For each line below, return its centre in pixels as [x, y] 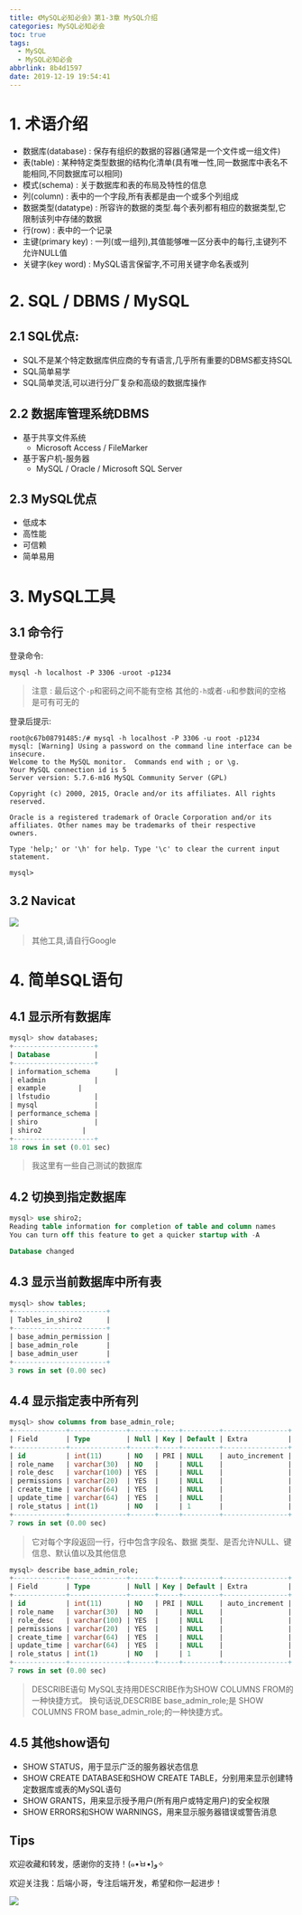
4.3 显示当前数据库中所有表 [86, 1282]
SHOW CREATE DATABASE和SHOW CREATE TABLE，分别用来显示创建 [154, 1778]
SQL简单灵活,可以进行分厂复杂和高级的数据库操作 [114, 382]
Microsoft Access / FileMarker [92, 448]
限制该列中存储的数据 [62, 219]
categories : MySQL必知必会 [57, 26]
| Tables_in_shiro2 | [60, 1320]
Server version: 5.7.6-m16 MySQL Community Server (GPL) [119, 778]
